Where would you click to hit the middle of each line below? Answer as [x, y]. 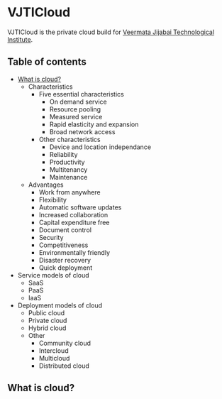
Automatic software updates [80, 207]
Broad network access [82, 131]
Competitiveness [63, 245]
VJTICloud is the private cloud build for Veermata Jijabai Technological [111, 32]
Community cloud [65, 343]
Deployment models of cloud [60, 305]
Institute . [20, 39]
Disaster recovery [65, 260]
